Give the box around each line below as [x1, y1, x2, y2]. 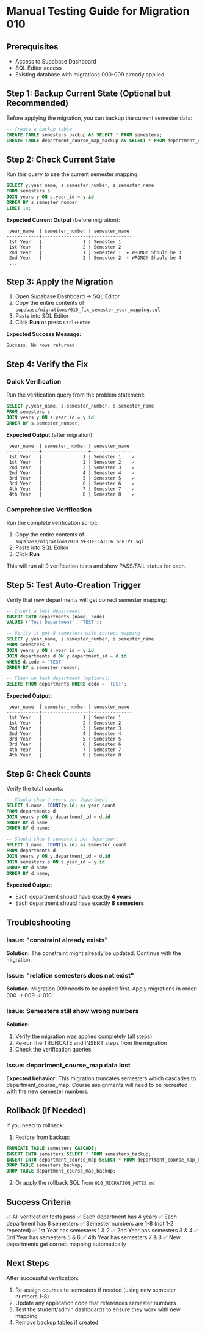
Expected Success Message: [6, 331, 82, 338]
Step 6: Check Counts [6, 769, 92, 779]
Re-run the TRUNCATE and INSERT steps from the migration [15, 1039, 167, 1046]
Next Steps [6, 1258, 49, 1268]
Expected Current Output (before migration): [6, 216, 120, 224]
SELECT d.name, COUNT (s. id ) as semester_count [6, 842, 127, 848]
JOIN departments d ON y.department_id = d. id [6, 653, 127, 659]
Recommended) [6, 98, 69, 108]
